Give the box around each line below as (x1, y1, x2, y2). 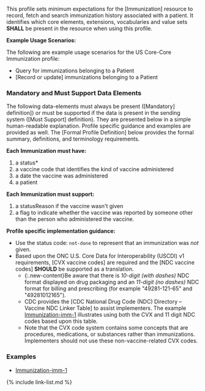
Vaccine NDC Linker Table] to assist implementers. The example (24, 304, 187, 312)
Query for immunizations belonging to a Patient (15, 67, 135, 74)
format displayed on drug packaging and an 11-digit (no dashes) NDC (24, 279, 199, 286)
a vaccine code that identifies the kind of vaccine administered (15, 166, 174, 173)
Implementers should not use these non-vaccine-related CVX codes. (24, 337, 198, 344)
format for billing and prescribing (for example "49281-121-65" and (24, 285, 193, 292)
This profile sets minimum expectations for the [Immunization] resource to (6, 6, 193, 12)
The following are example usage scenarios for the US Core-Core (6, 48, 171, 56)
